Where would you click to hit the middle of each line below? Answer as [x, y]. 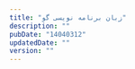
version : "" [31, 51]
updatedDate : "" [40, 43]
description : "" [40, 26]
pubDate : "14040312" [48, 34]
